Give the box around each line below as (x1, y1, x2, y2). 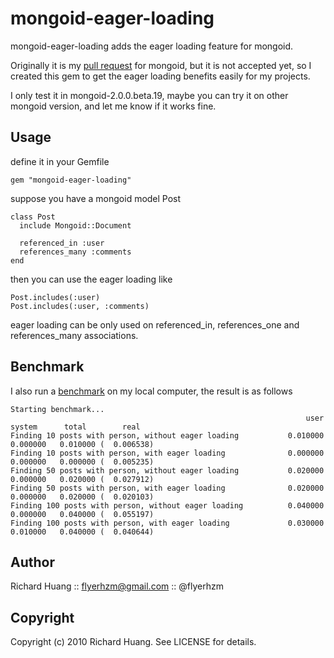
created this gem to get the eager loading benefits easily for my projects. (10, 70, 311, 82)
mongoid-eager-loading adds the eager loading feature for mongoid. (10, 40, 294, 52)
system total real (10, 422, 141, 432)
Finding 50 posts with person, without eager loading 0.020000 (10, 465, 325, 476)
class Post (10, 212, 56, 222)
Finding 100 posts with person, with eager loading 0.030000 (10, 518, 325, 528)
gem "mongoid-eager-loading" (10, 175, 132, 185)
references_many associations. (10, 329, 139, 341)
